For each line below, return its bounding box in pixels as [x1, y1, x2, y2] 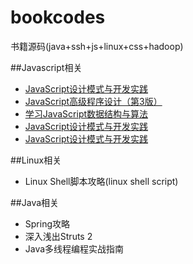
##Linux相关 [10, 154, 62, 166]
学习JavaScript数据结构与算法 [24, 107, 149, 120]
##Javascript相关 [10, 61, 83, 73]
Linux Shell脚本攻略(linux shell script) [24, 175, 179, 187]
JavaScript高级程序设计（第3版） [24, 95, 163, 107]
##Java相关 [10, 196, 60, 208]
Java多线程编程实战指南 [24, 242, 125, 255]
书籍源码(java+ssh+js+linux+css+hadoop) [10, 40, 184, 52]
